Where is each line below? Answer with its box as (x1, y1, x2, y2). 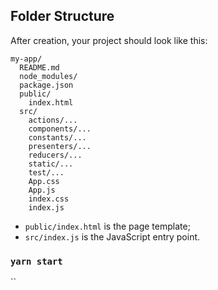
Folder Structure (10, 8, 115, 25)
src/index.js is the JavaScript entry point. (24, 230, 201, 243)
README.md (19, 62, 60, 73)
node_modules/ (19, 71, 78, 81)
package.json (19, 80, 74, 90)
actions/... (28, 115, 78, 125)
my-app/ (10, 54, 43, 64)
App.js (28, 185, 56, 195)
